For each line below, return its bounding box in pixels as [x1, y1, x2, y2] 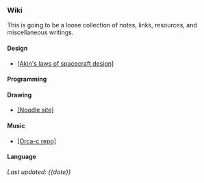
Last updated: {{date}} [7, 167, 71, 176]
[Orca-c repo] [16, 136, 57, 145]
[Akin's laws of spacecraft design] [16, 59, 114, 67]
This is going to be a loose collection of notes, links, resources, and [7, 21, 197, 29]
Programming [7, 75, 47, 84]
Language [7, 153, 36, 161]
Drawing [7, 90, 32, 99]
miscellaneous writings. [7, 28, 74, 36]
